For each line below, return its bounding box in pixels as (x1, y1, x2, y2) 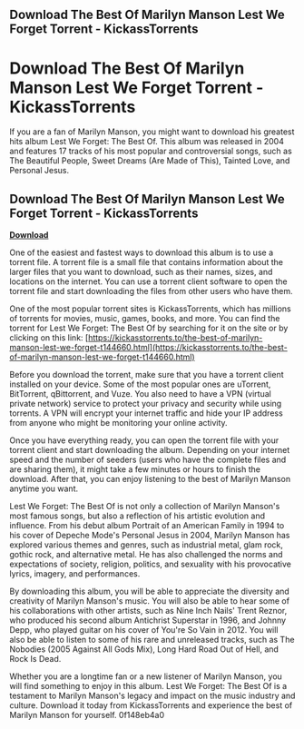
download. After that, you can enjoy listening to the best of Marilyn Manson (9, 474, 291, 485)
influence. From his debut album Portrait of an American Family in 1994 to (9, 520, 285, 531)
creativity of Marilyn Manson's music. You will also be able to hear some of (9, 596, 290, 606)
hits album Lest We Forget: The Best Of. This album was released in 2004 (9, 136, 284, 147)
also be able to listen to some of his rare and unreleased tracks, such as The (9, 635, 295, 645)
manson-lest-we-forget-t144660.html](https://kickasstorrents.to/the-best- (9, 342, 288, 353)
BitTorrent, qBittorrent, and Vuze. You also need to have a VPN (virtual (9, 389, 272, 399)
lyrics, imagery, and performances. (9, 568, 141, 579)
